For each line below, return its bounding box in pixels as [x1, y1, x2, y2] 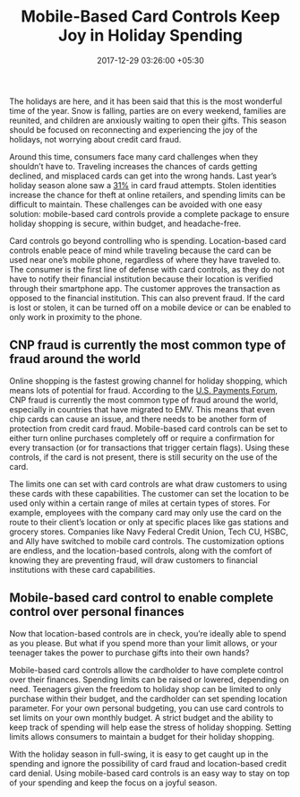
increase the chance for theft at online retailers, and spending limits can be [9, 189, 286, 200]
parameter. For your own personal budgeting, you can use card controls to [9, 702, 284, 714]
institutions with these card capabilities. [9, 564, 156, 575]
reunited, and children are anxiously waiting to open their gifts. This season [9, 115, 287, 126]
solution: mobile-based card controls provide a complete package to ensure [9, 208, 289, 219]
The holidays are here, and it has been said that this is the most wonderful [9, 96, 283, 107]
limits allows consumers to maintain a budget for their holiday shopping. [9, 731, 275, 741]
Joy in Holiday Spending [57, 25, 244, 46]
